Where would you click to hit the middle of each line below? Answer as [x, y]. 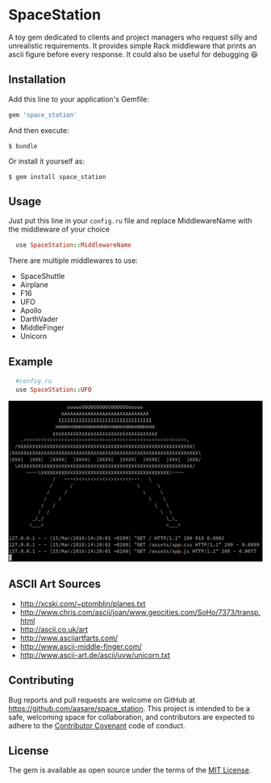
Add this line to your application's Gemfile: [79, 99]
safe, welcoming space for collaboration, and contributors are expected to [132, 717]
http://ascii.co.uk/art [54, 629]
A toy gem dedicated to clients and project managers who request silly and [133, 37]
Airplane [34, 285]
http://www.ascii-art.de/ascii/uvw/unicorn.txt [95, 655]
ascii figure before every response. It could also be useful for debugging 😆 [133, 54]
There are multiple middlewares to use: [73, 260]
